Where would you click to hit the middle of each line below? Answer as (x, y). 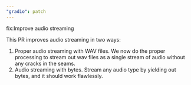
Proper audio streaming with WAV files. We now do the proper (90, 51)
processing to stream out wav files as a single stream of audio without (100, 57)
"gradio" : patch (26, 11)
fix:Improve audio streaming (40, 28)
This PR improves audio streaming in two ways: (63, 39)
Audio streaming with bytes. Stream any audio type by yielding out (95, 69)
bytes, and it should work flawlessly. (59, 76)
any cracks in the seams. (45, 63)
